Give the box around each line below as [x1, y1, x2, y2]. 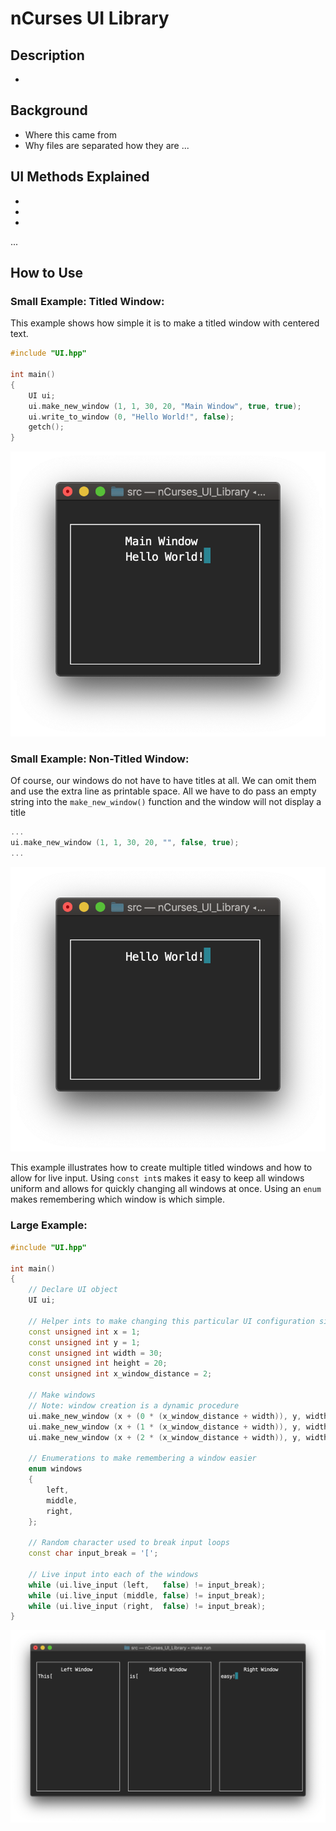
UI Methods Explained [10, 168, 150, 186]
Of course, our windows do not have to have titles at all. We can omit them [10, 775, 317, 787]
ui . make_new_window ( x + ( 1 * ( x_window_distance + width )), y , [28, 1422, 302, 1432]
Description [10, 47, 85, 64]
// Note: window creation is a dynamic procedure [28, 1400, 240, 1411]
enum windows [28, 1464, 83, 1474]
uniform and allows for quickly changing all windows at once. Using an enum [10, 1183, 322, 1195]
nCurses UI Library [10, 7, 170, 30]
